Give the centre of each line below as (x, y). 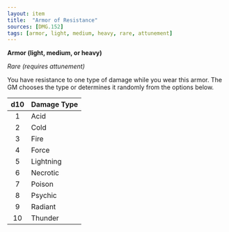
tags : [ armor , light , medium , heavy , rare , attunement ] (90, 33)
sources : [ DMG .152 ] (35, 26)
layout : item (26, 14)
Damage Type (55, 105)
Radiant (44, 207)
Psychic (44, 196)
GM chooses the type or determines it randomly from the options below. (111, 87)
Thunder (45, 218)
